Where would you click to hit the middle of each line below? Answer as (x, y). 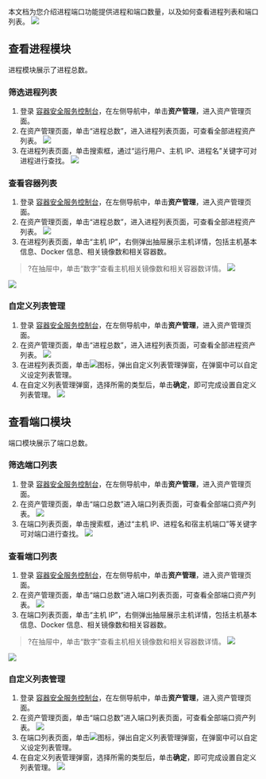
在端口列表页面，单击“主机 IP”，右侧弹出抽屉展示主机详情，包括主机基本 (138, 615)
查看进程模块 (40, 49)
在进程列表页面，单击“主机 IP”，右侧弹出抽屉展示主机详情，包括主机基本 (138, 242)
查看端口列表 (33, 556)
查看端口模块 (40, 422)
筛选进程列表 (33, 92)
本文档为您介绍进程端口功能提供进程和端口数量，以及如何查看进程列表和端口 (133, 12)
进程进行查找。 (44, 161)
